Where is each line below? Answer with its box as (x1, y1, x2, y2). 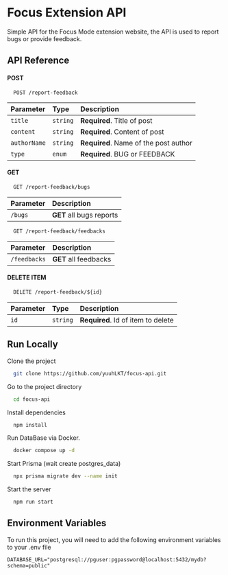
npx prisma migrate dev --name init (13, 473, 118, 480)
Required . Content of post (79, 127, 164, 137)
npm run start (13, 499, 53, 506)
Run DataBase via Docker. (7, 434, 80, 442)
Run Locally (7, 338, 58, 351)
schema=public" (7, 562, 51, 569)
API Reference (7, 55, 70, 67)
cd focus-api (13, 396, 51, 403)
